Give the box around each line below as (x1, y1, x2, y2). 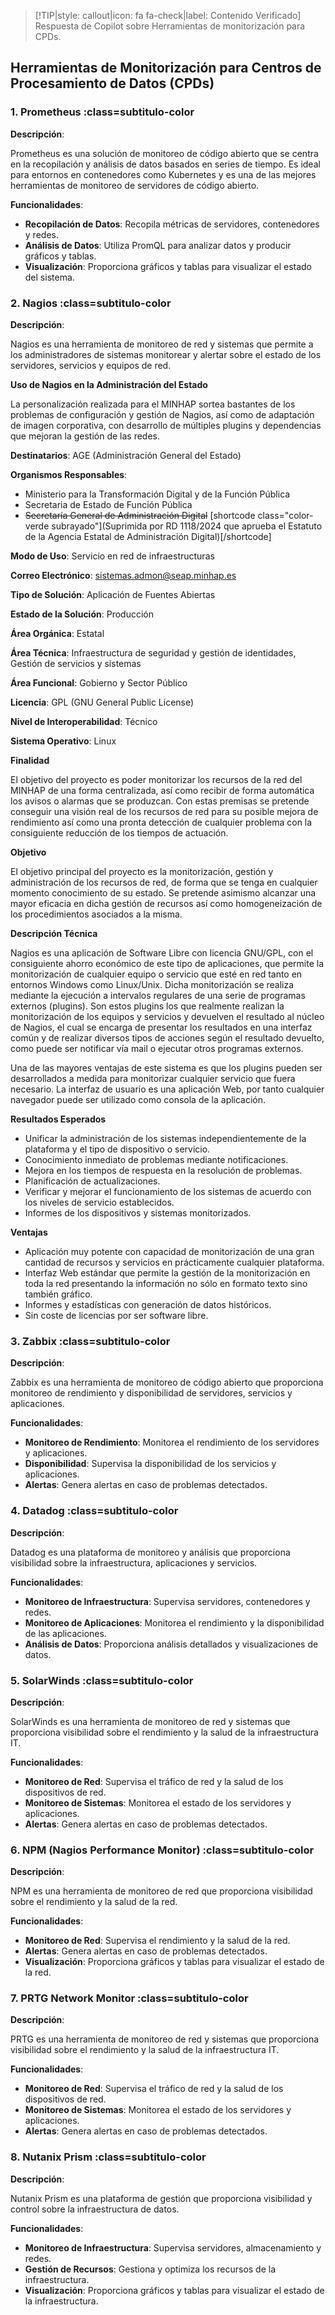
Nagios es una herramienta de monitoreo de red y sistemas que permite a (10, 338, 314, 350)
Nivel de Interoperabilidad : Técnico (10, 715, 158, 727)
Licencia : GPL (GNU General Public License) (10, 696, 195, 708)
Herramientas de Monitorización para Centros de (10, 60, 322, 77)
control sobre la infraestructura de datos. (10, 2203, 180, 2215)
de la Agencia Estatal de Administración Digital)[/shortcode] (24, 530, 272, 542)
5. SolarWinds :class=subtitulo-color (10, 1673, 194, 1687)
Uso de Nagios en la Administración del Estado (10, 378, 208, 390)
